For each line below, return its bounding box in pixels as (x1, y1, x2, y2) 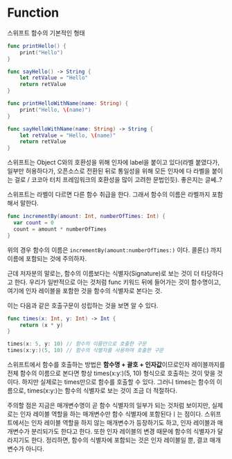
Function (7, 5, 60, 21)
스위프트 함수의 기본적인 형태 (7, 28, 85, 37)
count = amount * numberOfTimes (13, 226, 107, 233)
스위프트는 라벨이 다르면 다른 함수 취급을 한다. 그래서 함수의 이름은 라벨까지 (7, 190, 211, 199)
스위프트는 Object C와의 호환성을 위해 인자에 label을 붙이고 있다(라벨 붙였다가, (7, 158, 220, 167)
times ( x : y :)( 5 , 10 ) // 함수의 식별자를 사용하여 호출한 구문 (7, 347, 164, 354)
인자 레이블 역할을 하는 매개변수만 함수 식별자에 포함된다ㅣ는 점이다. (19, 410, 203, 418)
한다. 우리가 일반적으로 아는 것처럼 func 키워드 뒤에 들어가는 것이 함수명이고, (14, 278, 222, 286)
